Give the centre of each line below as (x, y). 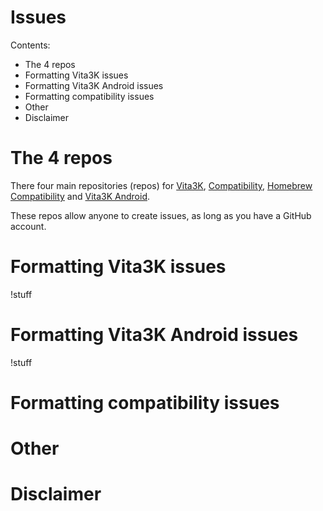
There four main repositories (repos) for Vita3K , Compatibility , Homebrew (161, 185)
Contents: (30, 45)
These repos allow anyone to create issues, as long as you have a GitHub (161, 215)
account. (28, 226)
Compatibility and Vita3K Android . (80, 196)
